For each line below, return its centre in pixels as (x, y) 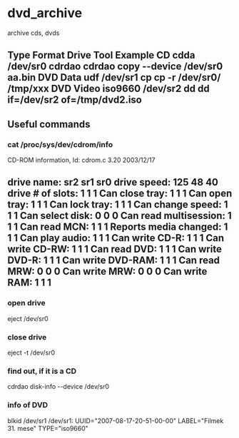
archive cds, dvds (34, 33)
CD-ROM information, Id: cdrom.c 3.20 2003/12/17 (81, 160)
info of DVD (28, 405)
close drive (27, 337)
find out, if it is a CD (42, 371)
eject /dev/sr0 (28, 318)
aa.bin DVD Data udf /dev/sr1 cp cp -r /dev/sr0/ (114, 77)
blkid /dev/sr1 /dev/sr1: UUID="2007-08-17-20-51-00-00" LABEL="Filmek (116, 421)
